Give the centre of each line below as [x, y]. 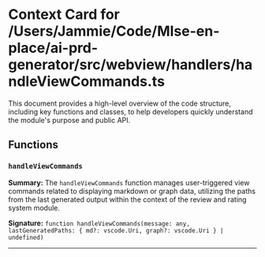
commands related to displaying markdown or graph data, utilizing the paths [132, 191]
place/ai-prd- [53, 48]
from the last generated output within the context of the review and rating [127, 199]
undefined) [26, 237]
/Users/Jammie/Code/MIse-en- [114, 31]
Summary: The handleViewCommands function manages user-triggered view [129, 182]
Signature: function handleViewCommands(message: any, [99, 223]
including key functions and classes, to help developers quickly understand [131, 111]
